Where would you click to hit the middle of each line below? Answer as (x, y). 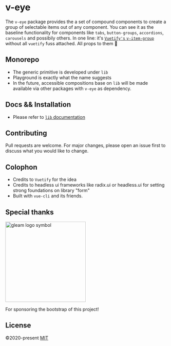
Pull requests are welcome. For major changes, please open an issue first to (85, 145)
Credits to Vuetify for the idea (45, 179)
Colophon (21, 167)
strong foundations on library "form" (51, 190)
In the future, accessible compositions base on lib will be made (80, 83)
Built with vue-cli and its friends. (48, 196)
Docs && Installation (38, 105)
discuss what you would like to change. (47, 151)
